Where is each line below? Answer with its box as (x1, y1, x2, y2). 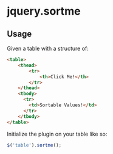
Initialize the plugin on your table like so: (7, 130, 108, 137)
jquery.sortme (7, 4, 81, 18)
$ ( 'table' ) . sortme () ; (7, 142, 62, 148)
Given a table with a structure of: (7, 45, 89, 52)
